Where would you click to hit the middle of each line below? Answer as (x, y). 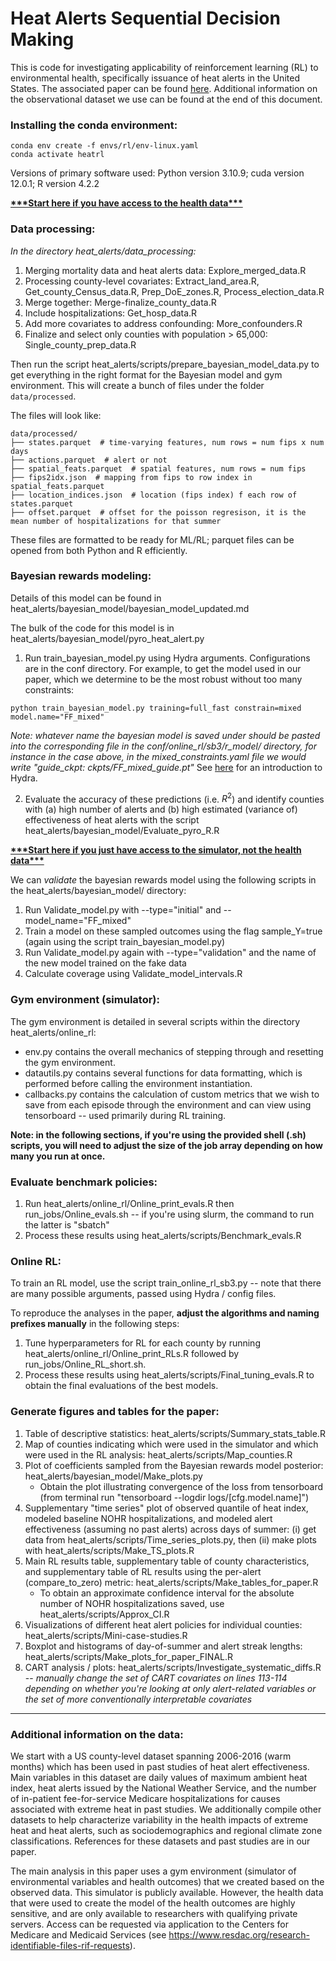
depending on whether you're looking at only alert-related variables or (170, 1688)
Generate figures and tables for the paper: (115, 1412)
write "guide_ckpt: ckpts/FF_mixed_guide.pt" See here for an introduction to (166, 767)
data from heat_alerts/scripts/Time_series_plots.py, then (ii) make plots (171, 1539)
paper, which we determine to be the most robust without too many (163, 679)
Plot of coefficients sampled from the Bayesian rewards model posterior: (174, 1465)
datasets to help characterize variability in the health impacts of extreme (159, 1819)
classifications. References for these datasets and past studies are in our (160, 1841)
